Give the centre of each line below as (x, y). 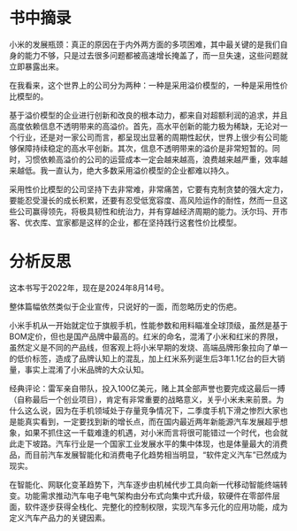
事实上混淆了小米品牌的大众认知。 (86, 369)
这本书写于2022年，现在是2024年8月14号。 (89, 288)
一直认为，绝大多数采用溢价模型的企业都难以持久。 (141, 170)
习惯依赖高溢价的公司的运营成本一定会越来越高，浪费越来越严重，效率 (152, 159)
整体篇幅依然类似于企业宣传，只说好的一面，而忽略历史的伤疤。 (125, 306)
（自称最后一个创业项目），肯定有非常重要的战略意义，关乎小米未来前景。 (143, 399)
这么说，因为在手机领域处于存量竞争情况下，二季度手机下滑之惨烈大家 (152, 410)
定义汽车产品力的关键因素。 (60, 518)
